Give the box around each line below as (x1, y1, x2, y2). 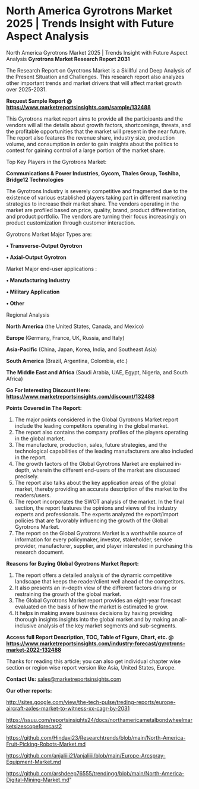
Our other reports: (6, 687, 52, 694)
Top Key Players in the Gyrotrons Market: (6, 158, 107, 165)
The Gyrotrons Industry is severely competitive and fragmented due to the (6, 187, 188, 194)
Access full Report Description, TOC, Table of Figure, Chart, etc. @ (6, 633, 174, 640)
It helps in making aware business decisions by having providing (14, 609, 173, 616)
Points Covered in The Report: (6, 404, 82, 411)
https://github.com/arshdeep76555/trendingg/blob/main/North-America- (6, 769, 185, 777)
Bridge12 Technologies (6, 176, 64, 183)
